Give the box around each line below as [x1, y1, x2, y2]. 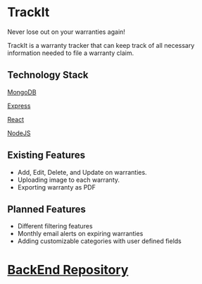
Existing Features [7, 149, 86, 161]
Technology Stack [7, 69, 89, 81]
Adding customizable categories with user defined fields [17, 237, 182, 245]
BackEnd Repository [7, 261, 129, 278]
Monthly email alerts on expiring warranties [17, 230, 144, 238]
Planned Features [7, 203, 87, 215]
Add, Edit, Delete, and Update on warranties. [17, 168, 147, 176]
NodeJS [7, 128, 31, 137]
